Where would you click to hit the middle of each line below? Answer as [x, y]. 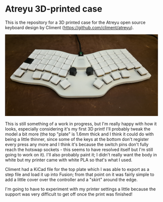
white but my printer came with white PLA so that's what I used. [69, 160]
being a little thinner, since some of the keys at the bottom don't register [77, 139]
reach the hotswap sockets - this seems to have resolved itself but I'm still [79, 150]
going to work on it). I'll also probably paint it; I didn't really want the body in [81, 155]
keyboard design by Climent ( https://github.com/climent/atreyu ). [70, 27]
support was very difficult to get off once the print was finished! [69, 194]
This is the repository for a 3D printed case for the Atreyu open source [75, 22]
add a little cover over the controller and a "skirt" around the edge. [71, 180]
